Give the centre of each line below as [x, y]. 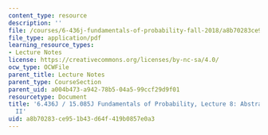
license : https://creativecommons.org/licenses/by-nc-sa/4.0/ [114, 60]
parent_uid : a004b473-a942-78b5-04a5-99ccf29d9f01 [94, 89]
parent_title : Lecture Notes [57, 75]
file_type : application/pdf [55, 38]
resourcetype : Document [48, 97]
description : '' [35, 23]
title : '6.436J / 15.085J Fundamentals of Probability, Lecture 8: [123, 104]
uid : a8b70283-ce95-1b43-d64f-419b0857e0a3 [82, 119]
